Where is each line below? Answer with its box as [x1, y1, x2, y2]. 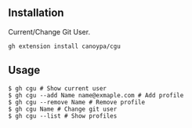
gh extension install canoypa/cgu [8, 42, 121, 50]
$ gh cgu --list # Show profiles [8, 112, 118, 120]
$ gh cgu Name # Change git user [8, 105, 118, 113]
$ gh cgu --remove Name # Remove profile [8, 98, 146, 106]
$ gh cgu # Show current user [8, 84, 107, 93]
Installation [8, 6, 64, 20]
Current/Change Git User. [8, 27, 91, 36]
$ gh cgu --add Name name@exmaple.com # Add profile [8, 91, 184, 99]
